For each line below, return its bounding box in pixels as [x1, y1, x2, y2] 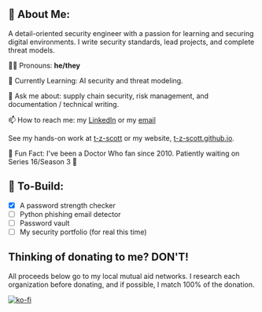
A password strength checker [19, 200, 116, 210]
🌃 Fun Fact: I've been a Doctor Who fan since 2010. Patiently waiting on [8, 149, 240, 158]
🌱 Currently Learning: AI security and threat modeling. [8, 75, 183, 85]
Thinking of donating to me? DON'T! [8, 251, 189, 264]
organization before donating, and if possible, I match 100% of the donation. [8, 280, 255, 289]
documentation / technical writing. [8, 99, 120, 108]
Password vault [19, 218, 70, 228]
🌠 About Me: [8, 8, 71, 21]
